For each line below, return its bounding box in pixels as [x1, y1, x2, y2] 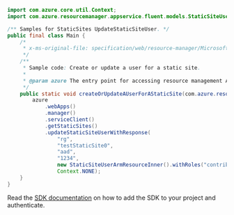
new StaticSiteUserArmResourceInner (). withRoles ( [56, 161, 204, 168]
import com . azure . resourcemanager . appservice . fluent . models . [7, 13, 189, 20]
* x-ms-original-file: [22, 45, 89, 52]
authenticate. [7, 200, 45, 209]
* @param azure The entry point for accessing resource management [22, 77, 223, 84]
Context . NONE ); [56, 168, 101, 175]
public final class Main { [7, 32, 86, 39]
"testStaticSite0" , [56, 142, 114, 149]
